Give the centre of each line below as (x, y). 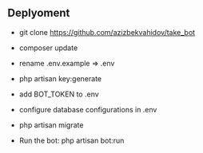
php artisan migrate (51, 125)
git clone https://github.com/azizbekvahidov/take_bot (107, 32)
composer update (48, 48)
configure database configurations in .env (88, 109)
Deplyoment (39, 13)
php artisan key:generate (60, 78)
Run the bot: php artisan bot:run (72, 140)
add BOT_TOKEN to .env (59, 94)
